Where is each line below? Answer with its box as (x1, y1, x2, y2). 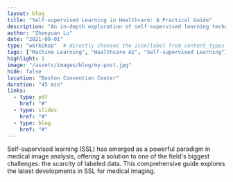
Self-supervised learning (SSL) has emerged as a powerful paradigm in (7, 145, 211, 153)
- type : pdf (13, 94, 49, 101)
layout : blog (7, 10, 45, 17)
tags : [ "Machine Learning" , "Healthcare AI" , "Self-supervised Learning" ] (7, 49, 228, 56)
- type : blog (13, 119, 51, 127)
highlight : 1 (7, 55, 45, 62)
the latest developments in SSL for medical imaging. (7, 167, 156, 175)
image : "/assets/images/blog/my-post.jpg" (7, 62, 132, 69)
